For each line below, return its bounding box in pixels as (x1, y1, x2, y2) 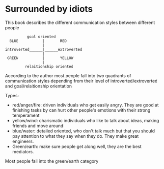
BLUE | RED (9, 38, 67, 43)
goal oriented (27, 34, 56, 39)
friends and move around (12, 123, 64, 128)
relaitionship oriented (25, 64, 74, 69)
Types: (5, 92, 19, 98)
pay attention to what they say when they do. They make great (12, 133, 139, 139)
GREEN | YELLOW (7, 55, 74, 61)
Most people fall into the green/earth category (5, 158, 99, 164)
